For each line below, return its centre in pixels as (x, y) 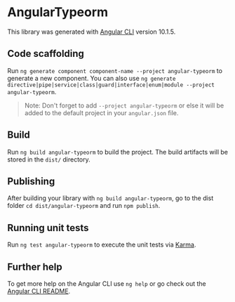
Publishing (31, 181)
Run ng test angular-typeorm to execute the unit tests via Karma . (102, 245)
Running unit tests (48, 228)
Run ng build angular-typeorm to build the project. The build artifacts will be (118, 152)
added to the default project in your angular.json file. (101, 112)
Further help (35, 267)
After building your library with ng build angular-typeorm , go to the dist (110, 198)
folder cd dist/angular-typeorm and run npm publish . (84, 206)
